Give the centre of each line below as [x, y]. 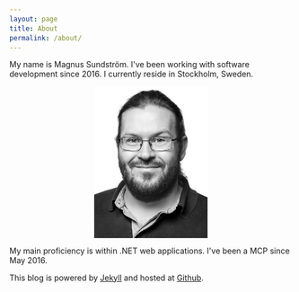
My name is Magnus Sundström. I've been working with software [129, 65]
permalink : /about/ [46, 38]
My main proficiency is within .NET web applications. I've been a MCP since [149, 251]
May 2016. [28, 260]
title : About [34, 28]
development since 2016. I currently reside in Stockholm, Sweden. [132, 74]
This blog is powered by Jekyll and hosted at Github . [106, 278]
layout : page [34, 19]
